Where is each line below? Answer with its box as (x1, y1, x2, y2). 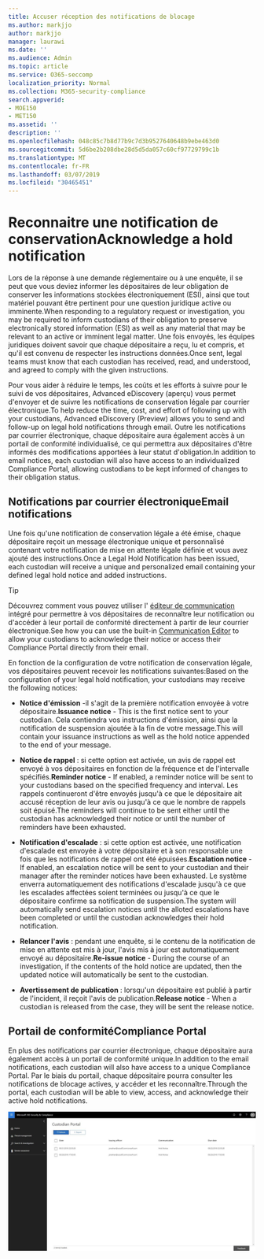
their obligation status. (8, 472, 81, 482)
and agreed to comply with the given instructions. (8, 365, 169, 375)
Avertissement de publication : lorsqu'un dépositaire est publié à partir (19, 985, 252, 994)
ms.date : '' (8, 46, 47, 54)
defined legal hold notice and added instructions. (8, 570, 167, 580)
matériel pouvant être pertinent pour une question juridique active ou (8, 298, 232, 308)
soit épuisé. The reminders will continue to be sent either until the (19, 805, 230, 815)
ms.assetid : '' (8, 120, 58, 129)
